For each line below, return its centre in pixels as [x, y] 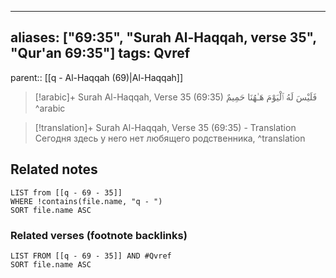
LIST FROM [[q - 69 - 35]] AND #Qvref [91, 256]
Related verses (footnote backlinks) [99, 235]
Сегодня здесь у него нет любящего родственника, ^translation [170, 138]
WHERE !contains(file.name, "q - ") [86, 201]
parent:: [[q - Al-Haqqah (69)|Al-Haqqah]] [97, 77]
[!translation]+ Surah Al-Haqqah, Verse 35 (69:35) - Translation [165, 127]
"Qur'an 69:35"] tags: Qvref [100, 53]
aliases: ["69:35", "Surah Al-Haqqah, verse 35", [163, 37]
